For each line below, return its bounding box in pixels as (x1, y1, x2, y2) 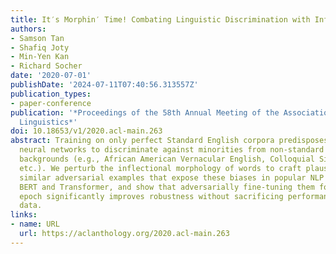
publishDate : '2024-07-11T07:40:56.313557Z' (10, 80, 199, 90)
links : (10, 210, 38, 220)
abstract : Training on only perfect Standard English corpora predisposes (10, 136, 329, 146)
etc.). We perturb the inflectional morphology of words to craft (19, 163, 302, 173)
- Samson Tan (10, 33, 65, 43)
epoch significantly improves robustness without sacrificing (19, 191, 284, 201)
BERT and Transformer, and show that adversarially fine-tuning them (19, 182, 315, 192)
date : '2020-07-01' (10, 71, 92, 81)
